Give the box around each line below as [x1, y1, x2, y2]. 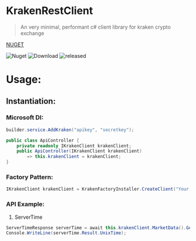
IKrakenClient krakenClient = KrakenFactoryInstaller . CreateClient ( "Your [6, 186, 190, 192]
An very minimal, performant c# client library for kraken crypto [20, 23, 171, 30]
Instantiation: [6, 96, 56, 106]
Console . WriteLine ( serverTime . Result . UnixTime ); [6, 230, 127, 236]
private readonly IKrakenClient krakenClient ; [16, 143, 132, 149]
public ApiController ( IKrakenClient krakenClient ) [16, 148, 142, 154]
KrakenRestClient [6, 4, 93, 18]
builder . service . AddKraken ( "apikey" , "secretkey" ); [6, 127, 134, 133]
